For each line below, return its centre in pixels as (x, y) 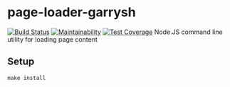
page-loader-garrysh (72, 12)
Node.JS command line (188, 32)
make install (27, 78)
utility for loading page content (52, 39)
